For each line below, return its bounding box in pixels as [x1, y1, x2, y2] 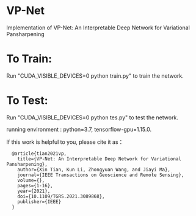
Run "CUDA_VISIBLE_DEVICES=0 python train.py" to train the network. [6, 72, 184, 80]
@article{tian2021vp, [12, 151, 67, 157]
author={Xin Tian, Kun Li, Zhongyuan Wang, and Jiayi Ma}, [17, 166, 171, 173]
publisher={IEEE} [17, 198, 62, 205]
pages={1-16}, [17, 182, 53, 188]
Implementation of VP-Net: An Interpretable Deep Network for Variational [6, 24, 191, 31]
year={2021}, [17, 188, 51, 194]
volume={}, [17, 177, 45, 184]
